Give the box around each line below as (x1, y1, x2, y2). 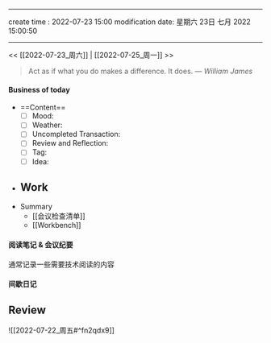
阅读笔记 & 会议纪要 (8, 239, 74, 250)
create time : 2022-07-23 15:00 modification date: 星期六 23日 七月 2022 (8, 17, 252, 27)
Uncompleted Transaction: (31, 130, 121, 139)
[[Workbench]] (31, 221, 81, 230)
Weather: (31, 120, 63, 130)
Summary (19, 202, 52, 212)
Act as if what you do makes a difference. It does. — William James (27, 66, 253, 76)
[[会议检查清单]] (31, 211, 86, 221)
